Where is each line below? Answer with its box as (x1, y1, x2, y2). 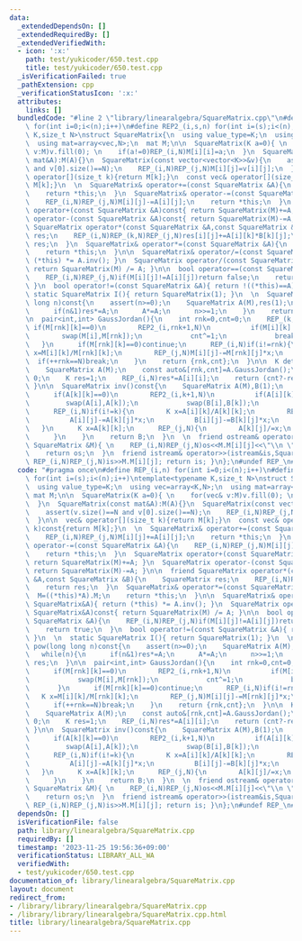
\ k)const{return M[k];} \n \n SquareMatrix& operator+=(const (25, 525, 271, 534)
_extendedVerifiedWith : (17, 38, 106, 48)
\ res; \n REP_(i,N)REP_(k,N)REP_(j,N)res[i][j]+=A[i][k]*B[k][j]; (25, 231, 292, 240)
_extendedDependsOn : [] (17, 22, 106, 31)
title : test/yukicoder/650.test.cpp (25, 64, 164, 73)
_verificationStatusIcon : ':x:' (17, 88, 139, 97)
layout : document (9, 884, 75, 893)
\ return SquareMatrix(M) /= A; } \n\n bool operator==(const (25, 265, 263, 274)
